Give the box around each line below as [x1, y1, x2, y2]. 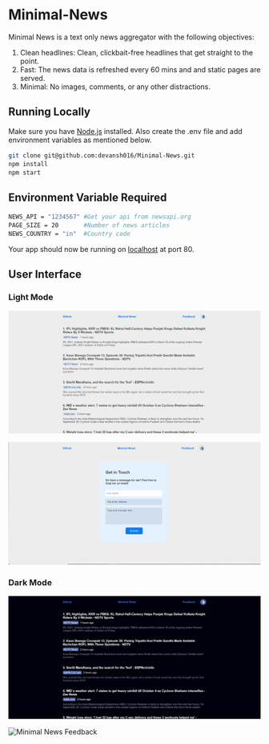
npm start [8, 169, 42, 177]
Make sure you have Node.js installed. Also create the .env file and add [8, 126, 243, 136]
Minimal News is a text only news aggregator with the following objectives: [8, 32, 255, 42]
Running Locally [8, 105, 90, 119]
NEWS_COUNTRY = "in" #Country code [8, 230, 130, 238]
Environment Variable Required [8, 190, 167, 204]
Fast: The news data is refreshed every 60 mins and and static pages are [19, 64, 261, 74]
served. [19, 73, 46, 83]
